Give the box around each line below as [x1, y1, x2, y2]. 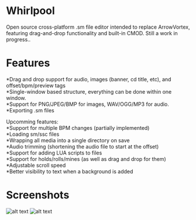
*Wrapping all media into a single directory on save [6, 136, 130, 144]
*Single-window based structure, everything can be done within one [6, 88, 172, 95]
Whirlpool [6, 4, 56, 18]
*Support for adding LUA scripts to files [6, 149, 102, 156]
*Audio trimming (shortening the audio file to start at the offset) [6, 143, 159, 150]
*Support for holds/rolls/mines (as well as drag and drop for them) [6, 155, 167, 162]
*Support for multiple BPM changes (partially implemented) [6, 124, 150, 131]
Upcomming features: [6, 118, 59, 125]
